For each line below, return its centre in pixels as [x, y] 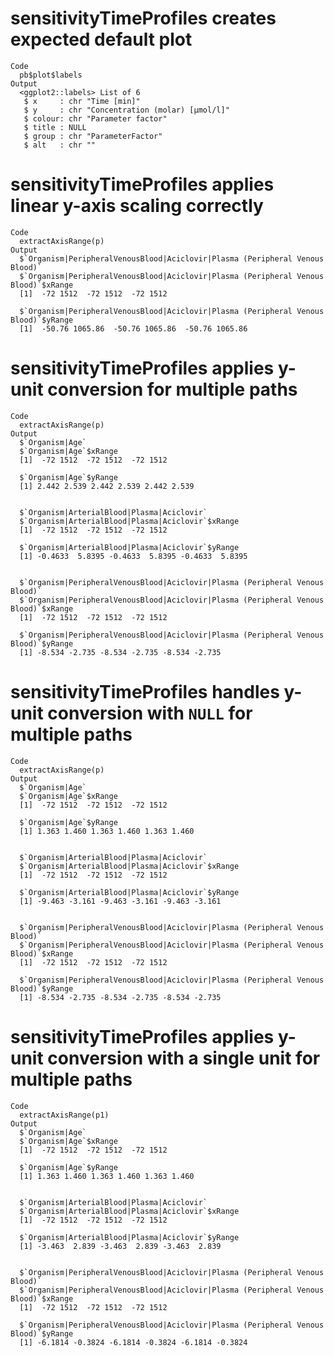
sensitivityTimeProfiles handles [145, 692]
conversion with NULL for [150, 713]
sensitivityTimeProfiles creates [143, 18]
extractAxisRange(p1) [64, 1115]
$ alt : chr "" [60, 145]
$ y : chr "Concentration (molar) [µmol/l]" [126, 110]
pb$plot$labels [51, 75]
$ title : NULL [55, 127]
